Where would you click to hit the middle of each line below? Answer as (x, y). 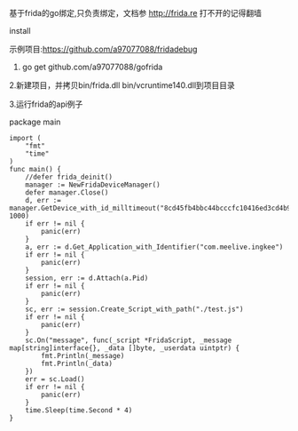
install (20, 31)
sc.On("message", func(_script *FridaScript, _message (129, 340)
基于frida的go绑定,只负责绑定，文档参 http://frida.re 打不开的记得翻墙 (136, 13)
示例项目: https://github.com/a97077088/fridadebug (103, 49)
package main (35, 122)
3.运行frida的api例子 (46, 104)
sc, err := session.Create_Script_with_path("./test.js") (134, 309)
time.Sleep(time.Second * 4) (79, 411)
